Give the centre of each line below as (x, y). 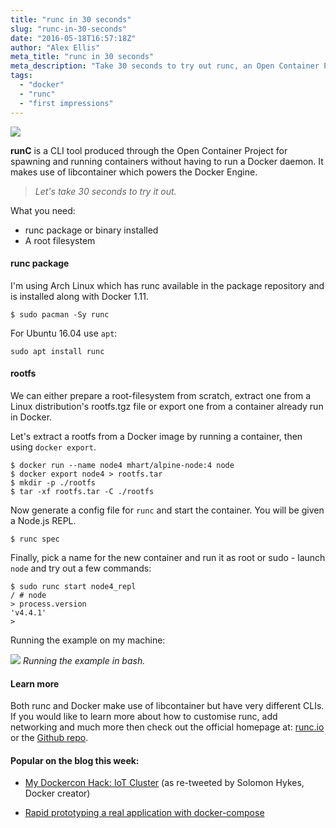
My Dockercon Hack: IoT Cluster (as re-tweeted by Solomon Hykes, (164, 783)
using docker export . (53, 447)
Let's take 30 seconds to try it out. (105, 191)
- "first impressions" (66, 103)
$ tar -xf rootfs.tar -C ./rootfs (82, 491)
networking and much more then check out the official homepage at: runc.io (167, 727)
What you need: (43, 210)
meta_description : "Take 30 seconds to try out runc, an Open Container (165, 66)
